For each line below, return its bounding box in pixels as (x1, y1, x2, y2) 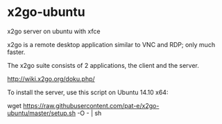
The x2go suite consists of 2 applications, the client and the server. (7, 61, 200, 69)
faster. (7, 48, 26, 56)
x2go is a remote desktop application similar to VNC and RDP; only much (7, 40, 216, 48)
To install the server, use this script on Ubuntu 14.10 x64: (7, 88, 169, 96)
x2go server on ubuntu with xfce (7, 27, 101, 35)
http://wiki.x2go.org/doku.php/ (7, 74, 95, 83)
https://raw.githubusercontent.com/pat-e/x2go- (23, 101, 160, 109)
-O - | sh (77, 109, 102, 117)
